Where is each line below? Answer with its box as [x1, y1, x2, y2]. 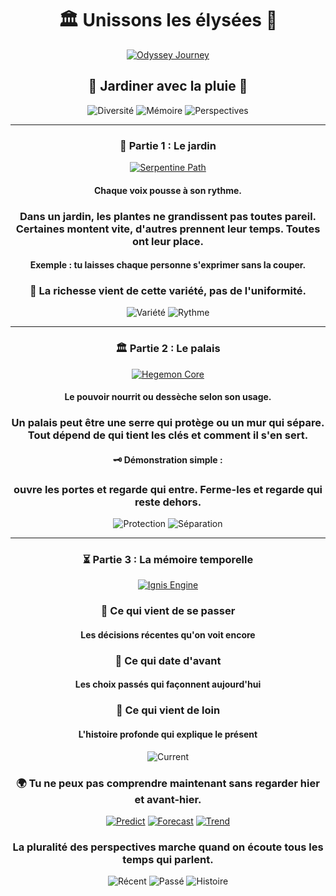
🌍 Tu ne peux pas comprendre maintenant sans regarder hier [16, 776, 320, 790]
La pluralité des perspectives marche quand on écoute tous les [12, 840, 324, 854]
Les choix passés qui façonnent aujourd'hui [74, 678, 262, 691]
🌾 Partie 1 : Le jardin [119, 138, 217, 152]
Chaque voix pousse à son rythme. [94, 184, 242, 196]
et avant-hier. [134, 792, 202, 806]
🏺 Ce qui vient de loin [115, 703, 221, 717]
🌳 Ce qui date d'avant [114, 653, 222, 667]
